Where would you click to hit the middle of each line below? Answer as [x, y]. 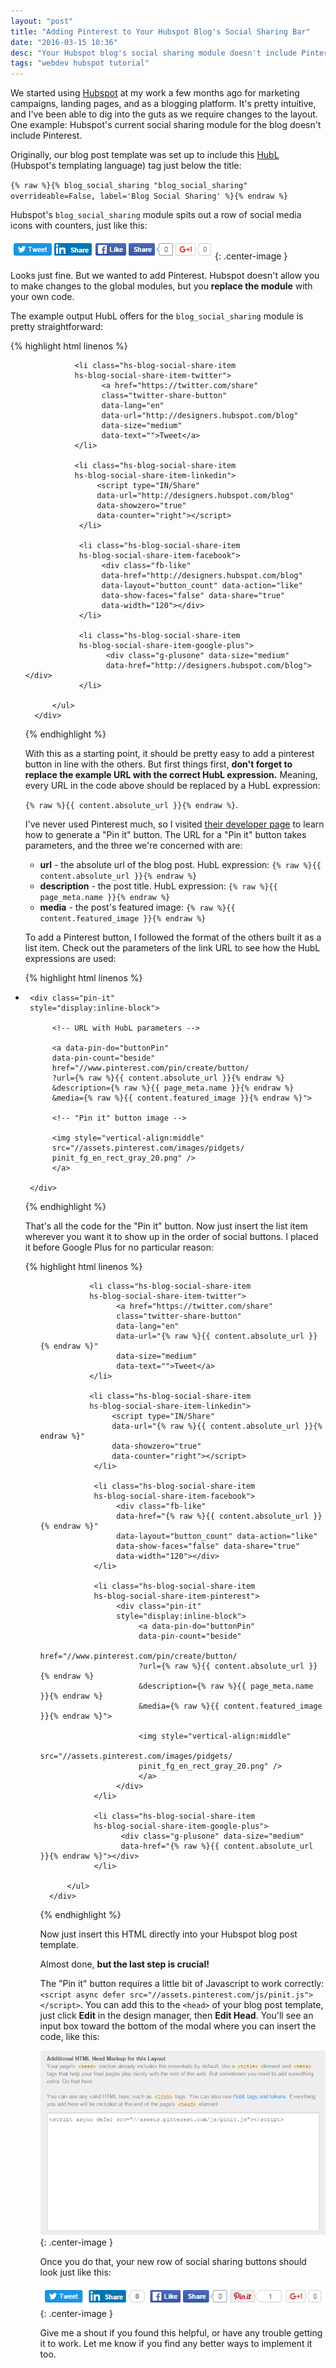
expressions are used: [70, 959]
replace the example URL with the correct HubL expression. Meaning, [171, 775]
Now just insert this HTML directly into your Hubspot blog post [168, 1934]
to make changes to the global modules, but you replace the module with [161, 286]
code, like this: [69, 2037]
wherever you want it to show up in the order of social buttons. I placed [171, 1237]
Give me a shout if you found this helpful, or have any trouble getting [181, 2332]
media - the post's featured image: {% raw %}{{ [137, 907]
